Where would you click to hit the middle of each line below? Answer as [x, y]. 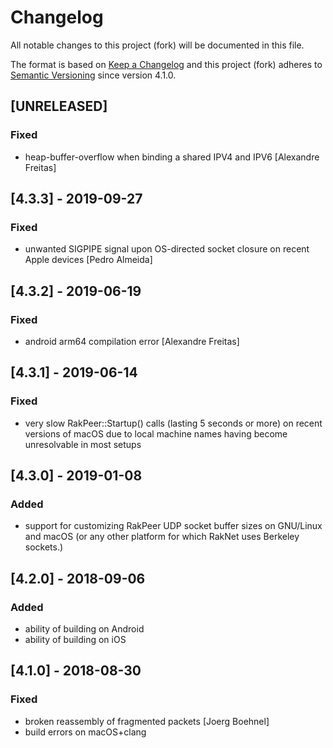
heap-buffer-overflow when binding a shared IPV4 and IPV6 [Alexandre [172, 157]
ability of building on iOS [75, 640]
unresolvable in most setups [83, 444]
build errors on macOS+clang [85, 732]
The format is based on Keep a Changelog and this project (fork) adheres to [166, 64]
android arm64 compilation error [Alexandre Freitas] [132, 341]
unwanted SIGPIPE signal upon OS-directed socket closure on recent [167, 249]
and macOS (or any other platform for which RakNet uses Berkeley [162, 537]
